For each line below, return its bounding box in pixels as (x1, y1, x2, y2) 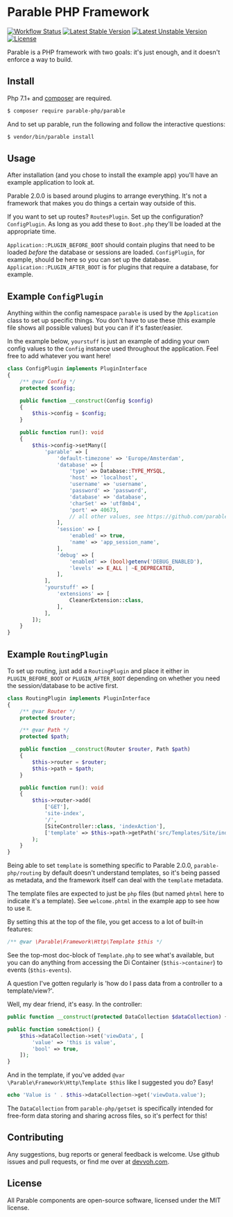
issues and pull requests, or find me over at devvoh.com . (7, 1157, 170, 1166)
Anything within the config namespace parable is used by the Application (7, 309, 218, 317)
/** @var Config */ (19, 378, 76, 385)
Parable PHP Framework (7, 4, 150, 20)
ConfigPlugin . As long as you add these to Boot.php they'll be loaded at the (7, 220, 221, 228)
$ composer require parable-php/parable (7, 107, 126, 115)
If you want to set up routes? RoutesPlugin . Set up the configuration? (7, 212, 203, 221)
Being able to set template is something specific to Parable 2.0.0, (7, 862, 193, 870)
